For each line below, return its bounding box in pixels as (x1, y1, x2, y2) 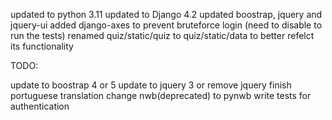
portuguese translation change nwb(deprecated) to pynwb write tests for (10, 90, 312, 101)
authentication (10, 100, 70, 112)
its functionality (10, 40, 74, 52)
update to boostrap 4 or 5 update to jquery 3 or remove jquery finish (10, 79, 292, 91)
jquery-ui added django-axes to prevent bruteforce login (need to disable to (10, 19, 323, 31)
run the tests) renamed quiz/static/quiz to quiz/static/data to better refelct (10, 30, 315, 41)
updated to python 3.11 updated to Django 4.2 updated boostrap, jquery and (10, 9, 323, 20)
